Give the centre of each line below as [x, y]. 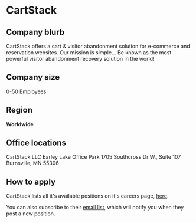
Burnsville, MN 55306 [32, 163]
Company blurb [35, 32]
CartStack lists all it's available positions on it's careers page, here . [88, 196]
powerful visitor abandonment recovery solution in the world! [80, 59]
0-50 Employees [26, 91]
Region [19, 110]
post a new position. [31, 214]
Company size [33, 77]
